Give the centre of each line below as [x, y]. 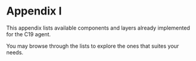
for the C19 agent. [29, 34]
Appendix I [34, 11]
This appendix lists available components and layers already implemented [98, 28]
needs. [15, 52]
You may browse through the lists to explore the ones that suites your [93, 46]
